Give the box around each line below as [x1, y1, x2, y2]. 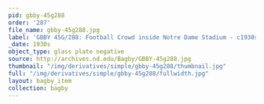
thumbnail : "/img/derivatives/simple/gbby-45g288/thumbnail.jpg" [8, 63, 226, 70]
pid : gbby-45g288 [8, 11, 65, 20]
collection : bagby [8, 84, 68, 92]
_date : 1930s [8, 41, 51, 48]
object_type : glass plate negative [8, 48, 125, 56]
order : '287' [8, 19, 51, 27]
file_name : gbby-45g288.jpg [8, 26, 101, 34]
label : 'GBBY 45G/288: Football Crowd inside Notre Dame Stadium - [8, 33, 234, 41]
